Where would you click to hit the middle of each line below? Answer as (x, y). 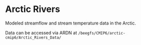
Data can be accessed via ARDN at (41, 32)
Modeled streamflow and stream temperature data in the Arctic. (71, 23)
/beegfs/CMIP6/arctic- (102, 33)
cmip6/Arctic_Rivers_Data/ (33, 37)
